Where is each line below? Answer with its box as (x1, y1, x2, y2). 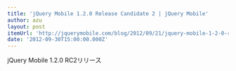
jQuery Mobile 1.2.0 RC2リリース (7, 56, 102, 65)
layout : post (7, 23, 46, 30)
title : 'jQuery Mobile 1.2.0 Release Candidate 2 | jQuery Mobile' (7, 10, 209, 17)
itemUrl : (7, 29, 33, 37)
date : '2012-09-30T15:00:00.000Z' (7, 36, 109, 43)
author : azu (7, 17, 42, 24)
